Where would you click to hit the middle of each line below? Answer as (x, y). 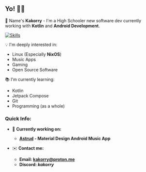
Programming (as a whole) (38, 106)
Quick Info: (18, 118)
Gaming (20, 64)
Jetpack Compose (30, 95)
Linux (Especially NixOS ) (37, 54)
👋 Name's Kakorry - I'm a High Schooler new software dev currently (73, 20)
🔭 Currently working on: (37, 129)
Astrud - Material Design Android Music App (65, 139)
